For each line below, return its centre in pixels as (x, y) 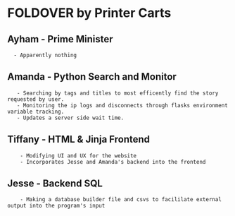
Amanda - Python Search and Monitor (92, 77)
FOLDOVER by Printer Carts (89, 13)
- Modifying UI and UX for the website (78, 156)
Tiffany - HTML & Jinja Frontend (78, 139)
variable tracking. (36, 112)
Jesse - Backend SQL (55, 184)
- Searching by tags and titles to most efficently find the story (118, 93)
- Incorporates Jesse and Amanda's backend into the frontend (113, 162)
